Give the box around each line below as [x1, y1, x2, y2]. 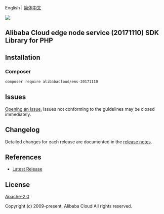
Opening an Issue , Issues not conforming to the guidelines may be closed [5, 106, 155, 112]
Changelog [5, 126, 40, 134]
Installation [5, 53, 41, 61]
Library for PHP [5, 37, 53, 45]
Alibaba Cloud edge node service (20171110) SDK [5, 29, 159, 37]
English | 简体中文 [5, 5, 41, 10]
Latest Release [12, 166, 43, 172]
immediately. [5, 111, 31, 117]
